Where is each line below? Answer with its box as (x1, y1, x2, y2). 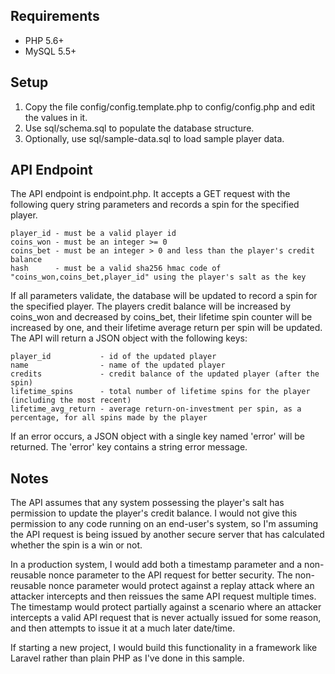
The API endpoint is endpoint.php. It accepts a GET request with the (10, 188, 291, 200)
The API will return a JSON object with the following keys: (10, 332, 248, 344)
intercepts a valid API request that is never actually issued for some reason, (10, 612, 322, 624)
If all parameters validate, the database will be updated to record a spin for (10, 290, 318, 302)
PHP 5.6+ (24, 34, 65, 46)
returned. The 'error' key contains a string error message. (10, 441, 248, 453)
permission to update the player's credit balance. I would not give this (10, 507, 298, 519)
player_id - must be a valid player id (10, 229, 177, 239)
